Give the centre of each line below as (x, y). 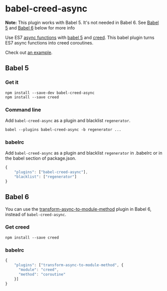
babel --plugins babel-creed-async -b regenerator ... (63, 130)
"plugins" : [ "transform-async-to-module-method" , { (69, 265)
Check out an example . (29, 52)
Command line (23, 109)
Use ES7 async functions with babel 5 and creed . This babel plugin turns (80, 37)
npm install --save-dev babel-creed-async (50, 93)
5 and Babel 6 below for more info (40, 27)
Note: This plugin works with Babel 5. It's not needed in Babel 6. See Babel (82, 22)
